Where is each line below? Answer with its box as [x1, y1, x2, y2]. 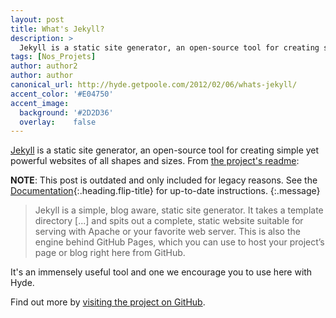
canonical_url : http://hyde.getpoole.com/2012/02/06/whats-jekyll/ [10, 80, 298, 90]
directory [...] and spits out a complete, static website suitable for [34, 215, 304, 227]
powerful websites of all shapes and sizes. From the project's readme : [10, 155, 300, 167]
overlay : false [19, 117, 97, 127]
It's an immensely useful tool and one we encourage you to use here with [10, 266, 313, 278]
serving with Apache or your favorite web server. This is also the [34, 226, 301, 238]
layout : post [10, 14, 65, 25]
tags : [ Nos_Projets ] [10, 52, 97, 62]
